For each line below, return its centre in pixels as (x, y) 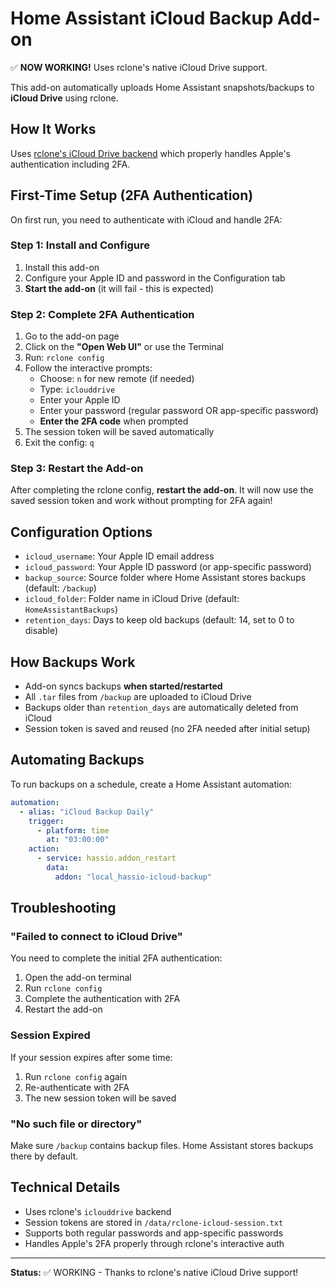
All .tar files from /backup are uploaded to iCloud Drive (138, 697)
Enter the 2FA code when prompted (114, 421)
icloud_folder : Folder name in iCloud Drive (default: (132, 599)
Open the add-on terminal (78, 978)
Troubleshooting (63, 908)
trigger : (46, 821)
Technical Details (65, 1187)
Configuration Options (81, 532)
